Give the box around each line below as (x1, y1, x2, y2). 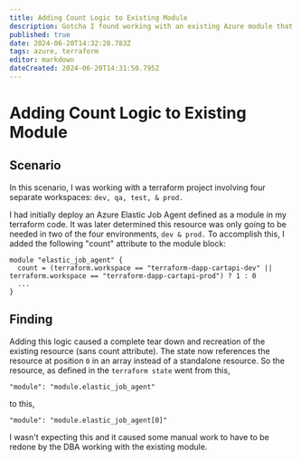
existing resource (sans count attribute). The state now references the (9, 345, 270, 356)
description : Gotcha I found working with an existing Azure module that (9, 22, 294, 31)
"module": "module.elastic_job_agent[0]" (9, 416, 168, 425)
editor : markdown (9, 55, 75, 64)
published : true (9, 30, 71, 39)
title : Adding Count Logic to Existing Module (9, 13, 188, 23)
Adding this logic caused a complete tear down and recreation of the (9, 336, 266, 347)
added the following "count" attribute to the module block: (9, 237, 226, 249)
